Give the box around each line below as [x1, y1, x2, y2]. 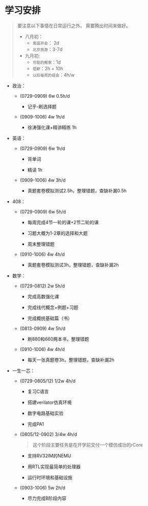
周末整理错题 [27, 241, 55, 247]
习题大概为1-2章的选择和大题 [27, 230, 88, 236]
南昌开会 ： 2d [32, 39, 60, 46]
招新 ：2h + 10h [32, 65, 63, 72]
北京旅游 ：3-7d [32, 46, 63, 52]
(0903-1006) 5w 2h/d [19, 485, 66, 491]
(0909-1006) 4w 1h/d [19, 114, 65, 120]
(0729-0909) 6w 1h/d [19, 145, 65, 151]
